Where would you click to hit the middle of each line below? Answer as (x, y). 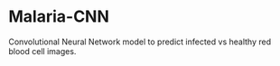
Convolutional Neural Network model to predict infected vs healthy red (140, 42)
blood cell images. (42, 51)
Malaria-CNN (59, 17)
